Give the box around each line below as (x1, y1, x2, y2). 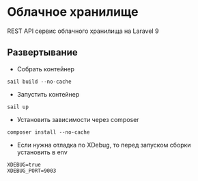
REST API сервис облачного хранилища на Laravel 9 (7, 27, 159, 35)
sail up (7, 104, 29, 110)
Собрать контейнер (16, 64, 75, 73)
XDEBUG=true (7, 161, 41, 168)
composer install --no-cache (7, 128, 90, 136)
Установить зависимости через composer (16, 115, 139, 123)
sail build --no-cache (7, 78, 72, 85)
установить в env (16, 148, 68, 156)
